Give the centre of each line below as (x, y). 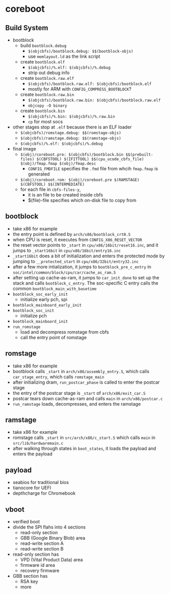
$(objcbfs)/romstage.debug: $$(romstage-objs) (71, 133)
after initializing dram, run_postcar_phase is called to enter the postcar (86, 382)
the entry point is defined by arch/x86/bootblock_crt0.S (72, 234)
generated (39, 174)
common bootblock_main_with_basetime (55, 288)
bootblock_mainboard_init (40, 321)
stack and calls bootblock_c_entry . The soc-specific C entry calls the (85, 283)
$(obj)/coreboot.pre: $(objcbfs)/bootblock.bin (72, 155)
